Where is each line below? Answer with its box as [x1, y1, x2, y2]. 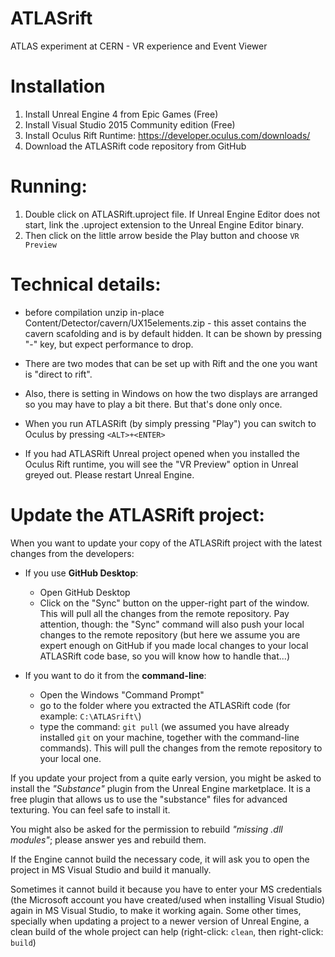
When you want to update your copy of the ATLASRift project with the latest [10, 537, 322, 549]
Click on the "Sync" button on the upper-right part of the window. [39, 597, 310, 609]
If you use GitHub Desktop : [24, 567, 139, 579]
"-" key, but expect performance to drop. [24, 338, 194, 350]
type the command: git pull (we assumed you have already [39, 720, 290, 732]
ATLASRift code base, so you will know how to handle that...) [39, 650, 290, 662]
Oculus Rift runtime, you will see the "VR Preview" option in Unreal [24, 458, 299, 470]
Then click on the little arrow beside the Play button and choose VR [24, 229, 300, 241]
